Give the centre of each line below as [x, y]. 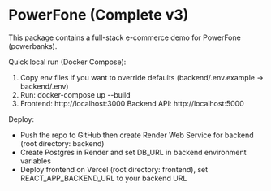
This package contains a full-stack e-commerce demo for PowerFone [125, 37]
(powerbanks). [33, 46]
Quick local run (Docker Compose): [67, 62]
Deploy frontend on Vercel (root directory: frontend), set [114, 169]
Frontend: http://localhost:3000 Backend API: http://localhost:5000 [132, 103]
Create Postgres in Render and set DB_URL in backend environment [133, 152]
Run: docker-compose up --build [75, 94]
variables [35, 161]
